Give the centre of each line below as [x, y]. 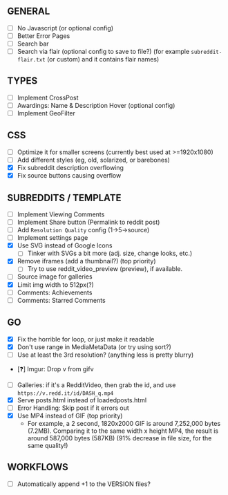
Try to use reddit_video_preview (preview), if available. [105, 269]
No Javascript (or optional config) [65, 28]
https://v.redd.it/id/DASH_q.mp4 [65, 393]
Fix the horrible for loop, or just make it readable [86, 339]
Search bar [33, 44]
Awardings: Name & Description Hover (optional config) [96, 105]
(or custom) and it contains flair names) [103, 59]
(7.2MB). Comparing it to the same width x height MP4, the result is [123, 431]
